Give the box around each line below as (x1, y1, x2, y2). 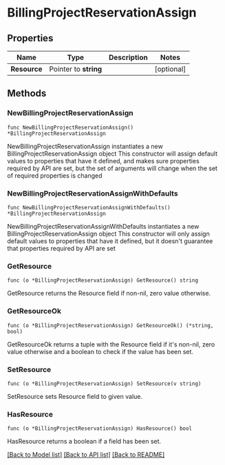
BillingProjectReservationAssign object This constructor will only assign (7, 229, 210, 238)
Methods (7, 87, 47, 99)
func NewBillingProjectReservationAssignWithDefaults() (7, 204, 171, 211)
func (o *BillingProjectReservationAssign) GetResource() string (7, 277, 198, 284)
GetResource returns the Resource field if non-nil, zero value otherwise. (7, 289, 211, 298)
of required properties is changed (7, 171, 103, 180)
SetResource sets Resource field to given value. (7, 392, 143, 400)
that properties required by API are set (7, 244, 116, 252)
